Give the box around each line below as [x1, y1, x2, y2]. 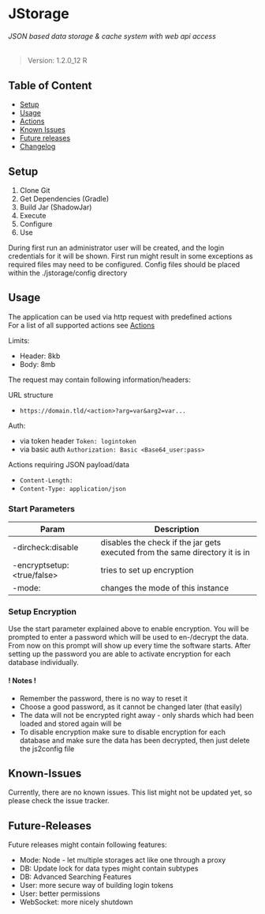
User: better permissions [19, 889, 101, 898]
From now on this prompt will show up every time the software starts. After [8, 641, 251, 651]
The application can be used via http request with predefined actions [8, 312, 233, 321]
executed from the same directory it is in [100, 547, 250, 558]
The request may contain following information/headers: [8, 375, 191, 384]
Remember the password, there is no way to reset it [19, 693, 188, 703]
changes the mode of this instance [100, 583, 229, 594]
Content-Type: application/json [19, 485, 126, 493]
